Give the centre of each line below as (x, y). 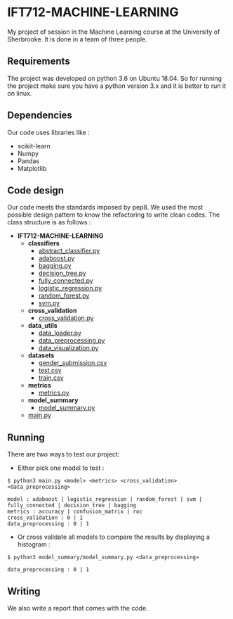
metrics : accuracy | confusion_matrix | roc (75, 512)
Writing (24, 591)
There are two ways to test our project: (64, 454)
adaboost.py (56, 258)
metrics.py (54, 393)
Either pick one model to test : (61, 468)
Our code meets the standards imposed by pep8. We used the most (105, 208)
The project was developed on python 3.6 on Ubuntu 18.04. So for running (115, 78)
